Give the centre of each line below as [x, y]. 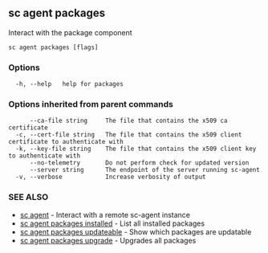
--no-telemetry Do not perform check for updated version [139, 163]
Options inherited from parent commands [91, 104]
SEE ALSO [28, 198]
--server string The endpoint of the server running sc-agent [145, 170]
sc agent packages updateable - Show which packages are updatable [136, 231]
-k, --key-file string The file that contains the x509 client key [136, 149]
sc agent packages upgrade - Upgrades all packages [108, 240]
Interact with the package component [70, 32]
